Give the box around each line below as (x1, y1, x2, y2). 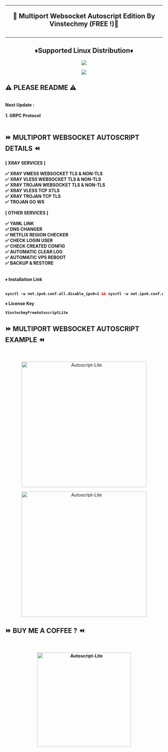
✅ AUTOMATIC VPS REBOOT (5, 255, 66, 261)
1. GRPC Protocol (5, 112, 41, 118)
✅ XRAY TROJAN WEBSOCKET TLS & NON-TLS (5, 182, 105, 188)
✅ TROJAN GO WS (5, 199, 45, 205)
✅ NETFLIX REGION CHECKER (5, 232, 68, 238)
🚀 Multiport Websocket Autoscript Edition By (12, 12, 155, 21)
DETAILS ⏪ (5, 144, 40, 153)
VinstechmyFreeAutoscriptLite (5, 310, 68, 315)
